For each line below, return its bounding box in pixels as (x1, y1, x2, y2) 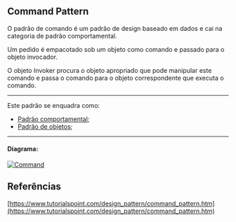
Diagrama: (7, 145, 39, 153)
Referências (7, 181, 62, 193)
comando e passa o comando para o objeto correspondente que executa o (7, 74, 224, 82)
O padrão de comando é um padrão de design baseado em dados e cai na (7, 24, 223, 32)
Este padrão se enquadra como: (7, 101, 100, 109)
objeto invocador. (7, 53, 58, 61)
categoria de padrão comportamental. (7, 32, 117, 40)
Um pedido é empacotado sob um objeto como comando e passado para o (7, 45, 225, 53)
